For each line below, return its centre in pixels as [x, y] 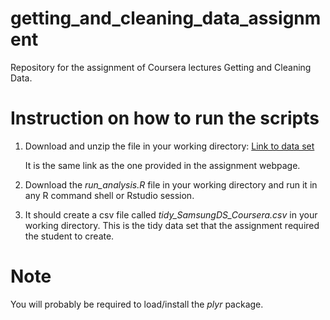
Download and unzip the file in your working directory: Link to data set [169, 146]
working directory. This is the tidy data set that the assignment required [172, 225]
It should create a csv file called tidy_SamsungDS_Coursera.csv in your [171, 214]
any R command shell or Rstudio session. [109, 195]
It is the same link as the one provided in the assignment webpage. [162, 165]
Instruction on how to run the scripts [165, 118]
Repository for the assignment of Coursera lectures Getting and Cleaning [161, 67]
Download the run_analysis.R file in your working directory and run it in [171, 184]
